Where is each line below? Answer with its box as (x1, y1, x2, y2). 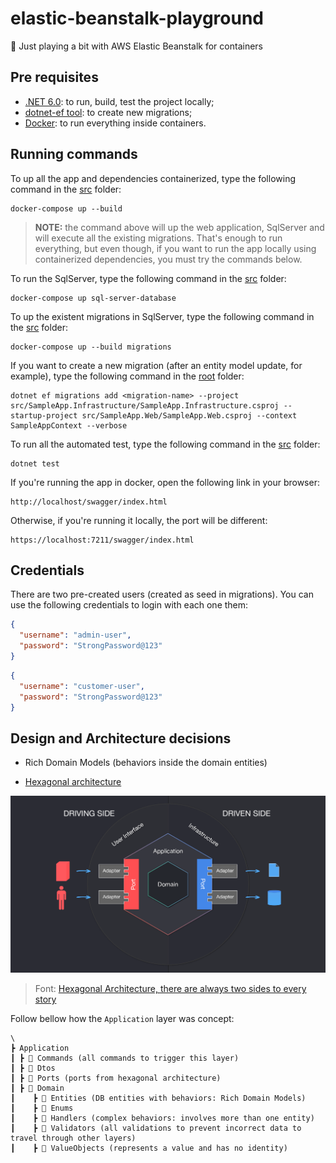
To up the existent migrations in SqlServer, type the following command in (10, 310, 315, 322)
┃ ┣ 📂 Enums (10, 1103, 74, 1114)
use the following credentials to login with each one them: (10, 599, 249, 611)
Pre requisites (10, 69, 99, 86)
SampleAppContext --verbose (10, 420, 128, 431)
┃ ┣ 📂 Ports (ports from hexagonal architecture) (10, 1073, 222, 1084)
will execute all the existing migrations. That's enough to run (34, 232, 283, 244)
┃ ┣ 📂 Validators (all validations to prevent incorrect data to (10, 1123, 302, 1134)
